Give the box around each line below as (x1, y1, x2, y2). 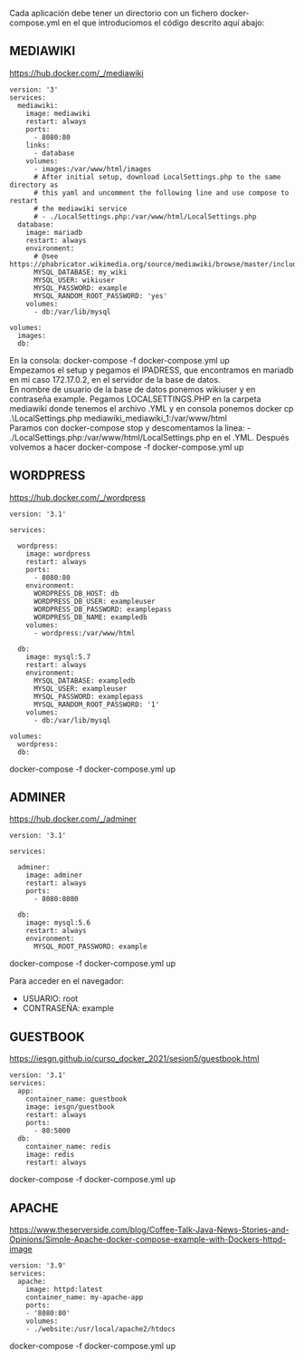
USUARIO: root (22, 993, 79, 1005)
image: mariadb (25, 228, 83, 237)
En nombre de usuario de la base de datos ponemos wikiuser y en (9, 384, 256, 394)
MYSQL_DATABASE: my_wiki (33, 267, 128, 277)
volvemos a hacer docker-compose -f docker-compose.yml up (9, 442, 244, 452)
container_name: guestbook (25, 1094, 128, 1104)
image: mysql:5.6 (25, 918, 91, 928)
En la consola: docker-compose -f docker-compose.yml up (9, 355, 230, 365)
